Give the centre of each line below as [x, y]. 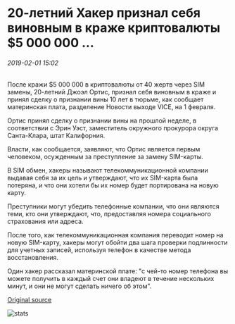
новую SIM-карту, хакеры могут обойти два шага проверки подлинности [118, 243]
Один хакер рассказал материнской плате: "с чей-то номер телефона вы [118, 271]
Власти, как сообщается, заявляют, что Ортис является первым [104, 149]
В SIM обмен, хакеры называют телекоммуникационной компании [108, 170]
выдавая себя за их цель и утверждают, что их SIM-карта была [103, 178]
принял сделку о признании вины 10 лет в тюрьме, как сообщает [106, 99]
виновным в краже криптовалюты [114, 28]
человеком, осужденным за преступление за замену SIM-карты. [106, 157]
